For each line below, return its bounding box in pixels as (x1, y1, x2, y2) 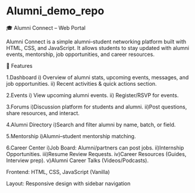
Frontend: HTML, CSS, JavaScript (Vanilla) (6, 168, 110, 175)
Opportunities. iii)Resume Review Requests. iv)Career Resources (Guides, (6, 150, 187, 157)
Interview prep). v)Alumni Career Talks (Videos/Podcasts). (6, 157, 149, 164)
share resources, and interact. (6, 109, 80, 117)
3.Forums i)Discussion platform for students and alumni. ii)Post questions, (6, 103, 187, 110)
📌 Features (6, 62, 33, 69)
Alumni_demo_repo (6, 4, 105, 18)
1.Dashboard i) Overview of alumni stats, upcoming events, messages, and (6, 73, 189, 81)
